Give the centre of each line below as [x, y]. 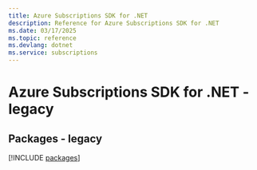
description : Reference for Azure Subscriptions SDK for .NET [114, 23]
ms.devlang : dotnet [41, 45]
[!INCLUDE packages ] [44, 158]
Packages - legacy [55, 138]
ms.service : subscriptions [53, 53]
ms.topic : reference [43, 38]
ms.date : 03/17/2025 [43, 30]
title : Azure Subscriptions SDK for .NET [78, 16]
